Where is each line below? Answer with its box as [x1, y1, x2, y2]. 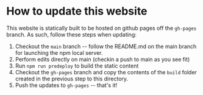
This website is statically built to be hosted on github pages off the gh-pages [6, 24, 197, 32]
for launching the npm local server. [15, 49, 103, 56]
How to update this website [6, 4, 148, 18]
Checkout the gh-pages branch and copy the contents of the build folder [15, 68, 197, 76]
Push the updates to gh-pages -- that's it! [15, 81, 118, 89]
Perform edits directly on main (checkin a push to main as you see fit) [15, 55, 190, 63]
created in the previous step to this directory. [15, 75, 129, 82]
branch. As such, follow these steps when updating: [6, 30, 137, 38]
